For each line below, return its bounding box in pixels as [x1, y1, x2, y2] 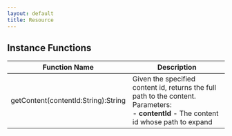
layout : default [7, 10, 54, 17]
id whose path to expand [132, 117, 213, 127]
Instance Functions [7, 42, 92, 54]
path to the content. [132, 91, 197, 101]
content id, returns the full [132, 83, 216, 93]
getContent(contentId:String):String [10, 96, 126, 106]
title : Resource [7, 17, 54, 23]
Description [157, 63, 197, 72]
